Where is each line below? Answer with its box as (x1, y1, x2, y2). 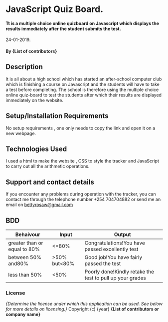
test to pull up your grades (84, 274, 146, 281)
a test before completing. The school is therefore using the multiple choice (5, 86, 159, 92)
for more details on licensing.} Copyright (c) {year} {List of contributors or (5, 306, 159, 312)
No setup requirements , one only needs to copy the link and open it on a (5, 125, 156, 131)
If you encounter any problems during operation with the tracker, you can (5, 191, 156, 197)
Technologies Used (5, 145, 67, 153)
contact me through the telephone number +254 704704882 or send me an (5, 196, 161, 202)
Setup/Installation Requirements (5, 111, 109, 120)
